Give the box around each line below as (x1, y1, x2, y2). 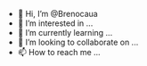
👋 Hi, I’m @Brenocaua (17, 9, 98, 19)
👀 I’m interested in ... (17, 18, 94, 29)
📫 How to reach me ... (17, 47, 101, 57)
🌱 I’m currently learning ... (17, 28, 113, 37)
